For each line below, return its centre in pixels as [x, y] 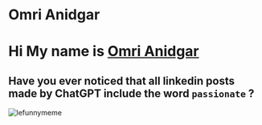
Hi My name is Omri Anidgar [104, 52]
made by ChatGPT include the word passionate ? [131, 93]
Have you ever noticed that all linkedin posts [122, 81]
